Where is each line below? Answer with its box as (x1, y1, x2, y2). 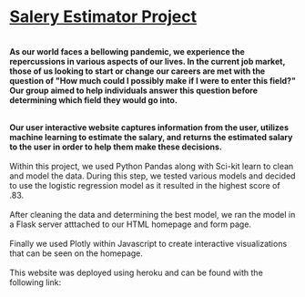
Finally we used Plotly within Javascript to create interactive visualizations (9, 238, 288, 249)
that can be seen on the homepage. (9, 248, 144, 259)
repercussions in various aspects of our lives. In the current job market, (9, 56, 286, 67)
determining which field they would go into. (9, 94, 178, 106)
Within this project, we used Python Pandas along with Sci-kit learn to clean (9, 160, 294, 171)
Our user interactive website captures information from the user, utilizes (9, 121, 290, 133)
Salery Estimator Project (9, 6, 198, 27)
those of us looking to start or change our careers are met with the (9, 66, 266, 77)
